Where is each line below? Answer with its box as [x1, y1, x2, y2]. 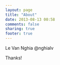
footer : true [5, 31, 33, 36]
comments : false [5, 21, 39, 27]
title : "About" [5, 12, 37, 17]
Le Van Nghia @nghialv [5, 45, 54, 51]
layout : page [5, 7, 33, 13]
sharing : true [5, 26, 35, 31]
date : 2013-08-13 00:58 [5, 17, 55, 22]
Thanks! [5, 55, 22, 61]
